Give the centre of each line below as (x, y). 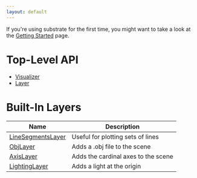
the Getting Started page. (38, 35)
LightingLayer (29, 166)
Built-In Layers (44, 107)
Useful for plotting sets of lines (115, 136)
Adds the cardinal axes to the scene (122, 156)
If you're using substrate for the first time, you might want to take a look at (98, 29)
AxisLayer (23, 156)
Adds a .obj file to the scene (111, 147)
